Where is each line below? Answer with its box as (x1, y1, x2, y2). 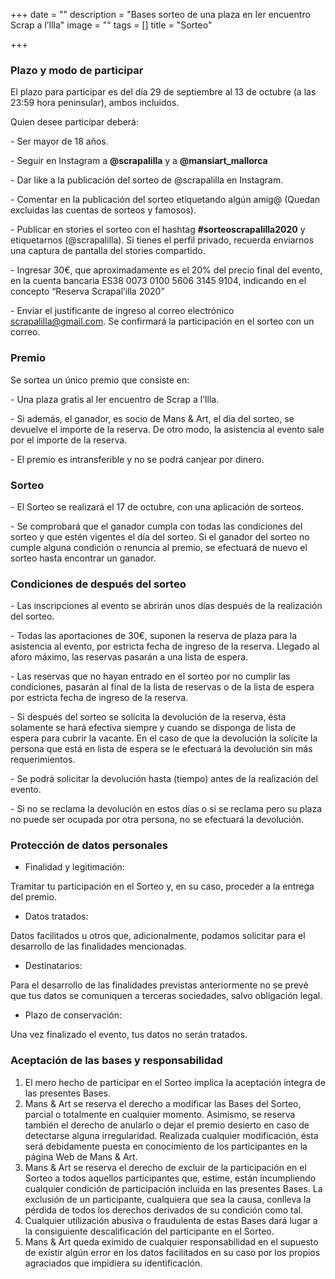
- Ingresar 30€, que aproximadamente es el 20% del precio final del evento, (10, 264, 323, 276)
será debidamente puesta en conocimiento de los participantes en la (24, 1140, 308, 1152)
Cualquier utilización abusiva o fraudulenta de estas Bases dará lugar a (24, 1214, 318, 1226)
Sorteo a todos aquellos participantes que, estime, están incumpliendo (24, 1172, 317, 1184)
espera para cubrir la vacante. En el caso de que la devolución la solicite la (10, 732, 318, 744)
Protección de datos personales (10, 839, 168, 853)
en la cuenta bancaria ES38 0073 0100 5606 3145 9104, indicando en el (10, 275, 307, 287)
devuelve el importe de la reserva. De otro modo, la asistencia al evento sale (10, 423, 325, 435)
